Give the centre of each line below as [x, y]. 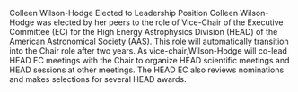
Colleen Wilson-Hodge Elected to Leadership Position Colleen [124, 13]
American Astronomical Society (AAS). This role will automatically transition [149, 41]
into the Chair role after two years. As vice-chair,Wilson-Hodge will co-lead [148, 51]
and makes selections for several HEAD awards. [98, 79]
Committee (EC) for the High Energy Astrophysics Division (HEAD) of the [144, 32]
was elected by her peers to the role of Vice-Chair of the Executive [160, 22]
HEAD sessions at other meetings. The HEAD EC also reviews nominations [147, 70]
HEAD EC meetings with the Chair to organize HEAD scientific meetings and [149, 60]
